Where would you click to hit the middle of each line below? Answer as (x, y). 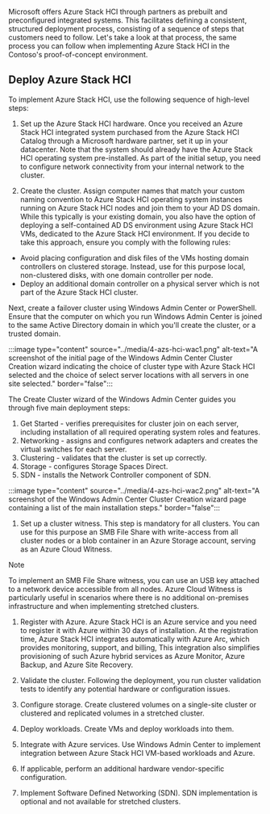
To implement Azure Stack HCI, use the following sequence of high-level (129, 99)
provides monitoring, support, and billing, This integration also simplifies (140, 647)
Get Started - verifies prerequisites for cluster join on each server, (129, 423)
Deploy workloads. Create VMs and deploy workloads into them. (127, 728)
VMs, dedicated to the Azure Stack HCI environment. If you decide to (135, 233)
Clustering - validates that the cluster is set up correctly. (113, 457)
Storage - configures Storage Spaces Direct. (94, 466)
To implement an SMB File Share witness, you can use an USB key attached (134, 580)
